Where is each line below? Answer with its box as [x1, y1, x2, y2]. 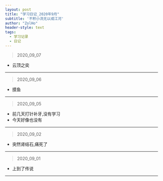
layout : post [5, 7, 32, 12]
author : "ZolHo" [5, 20, 38, 26]
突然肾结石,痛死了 [12, 141, 48, 147]
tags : [5, 30, 16, 35]
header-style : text [5, 25, 45, 30]
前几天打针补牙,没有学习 [12, 110, 61, 117]
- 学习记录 [9, 35, 29, 39]
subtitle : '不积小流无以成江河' [5, 16, 64, 21]
